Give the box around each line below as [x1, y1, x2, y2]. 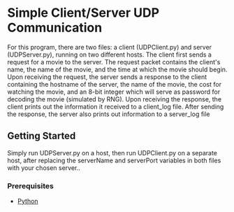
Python [17, 197, 38, 206]
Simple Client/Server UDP [7, 5, 159, 21]
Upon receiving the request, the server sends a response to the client [7, 72, 207, 81]
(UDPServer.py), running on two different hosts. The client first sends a [7, 50, 212, 59]
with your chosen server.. [7, 163, 80, 172]
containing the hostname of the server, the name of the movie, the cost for [7, 80, 222, 88]
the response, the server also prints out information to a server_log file [7, 110, 210, 118]
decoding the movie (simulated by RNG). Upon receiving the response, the [7, 94, 222, 103]
